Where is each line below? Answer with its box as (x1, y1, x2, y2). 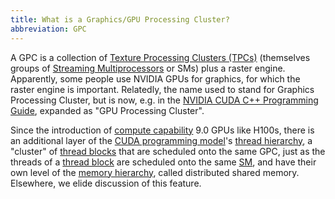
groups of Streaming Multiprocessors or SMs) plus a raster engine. (10, 62, 286, 74)
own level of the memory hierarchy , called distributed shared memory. (10, 166, 300, 178)
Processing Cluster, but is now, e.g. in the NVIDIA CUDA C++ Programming (10, 94, 319, 106)
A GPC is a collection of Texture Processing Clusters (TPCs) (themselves (10, 51, 311, 63)
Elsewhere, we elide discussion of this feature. (10, 177, 202, 189)
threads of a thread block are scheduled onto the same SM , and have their (10, 156, 317, 168)
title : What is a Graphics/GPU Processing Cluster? (10, 14, 230, 25)
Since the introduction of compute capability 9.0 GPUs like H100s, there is (10, 124, 315, 136)
